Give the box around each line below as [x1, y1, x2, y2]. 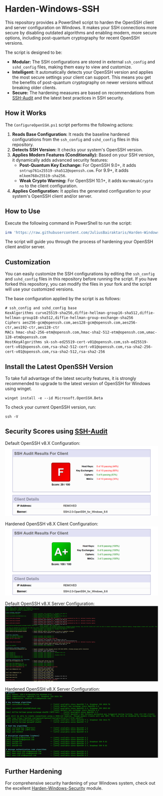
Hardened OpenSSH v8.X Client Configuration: [5, 520, 98, 527]
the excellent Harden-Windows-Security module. [5, 785, 103, 791]
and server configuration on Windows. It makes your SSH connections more [5, 24, 157, 30]
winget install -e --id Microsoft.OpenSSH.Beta [5, 396, 103, 401]
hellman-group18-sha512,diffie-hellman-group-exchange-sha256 [5, 315, 133, 321]
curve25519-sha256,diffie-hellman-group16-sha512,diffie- [35, 310, 155, 316]
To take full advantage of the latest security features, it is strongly [5, 375, 137, 381]
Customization [5, 258, 51, 266]
